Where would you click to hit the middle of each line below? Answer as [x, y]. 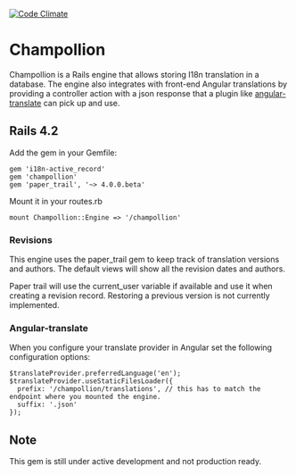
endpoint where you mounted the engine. [86, 397]
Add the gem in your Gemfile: [63, 153]
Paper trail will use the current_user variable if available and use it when [141, 287]
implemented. [34, 305]
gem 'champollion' [43, 177]
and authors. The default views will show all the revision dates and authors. [147, 269]
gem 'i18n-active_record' [57, 169]
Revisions [31, 239]
